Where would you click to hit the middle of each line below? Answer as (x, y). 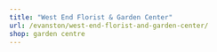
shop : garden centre (48, 33)
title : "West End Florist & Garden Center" (91, 17)
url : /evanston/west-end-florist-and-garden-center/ (109, 26)
